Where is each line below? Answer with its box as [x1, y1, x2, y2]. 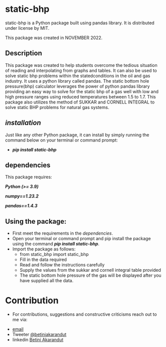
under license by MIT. [5, 25, 50, 31]
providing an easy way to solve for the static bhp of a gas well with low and [5, 88, 159, 95]
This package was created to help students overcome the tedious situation [5, 62, 158, 68]
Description [5, 49, 42, 57]
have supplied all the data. [19, 278, 74, 284]
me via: [12, 317, 28, 323]
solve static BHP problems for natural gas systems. [5, 104, 110, 110]
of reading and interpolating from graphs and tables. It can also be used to [5, 67, 157, 73]
